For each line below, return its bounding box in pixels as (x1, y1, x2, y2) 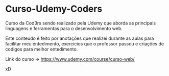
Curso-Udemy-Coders (5, 3, 103, 15)
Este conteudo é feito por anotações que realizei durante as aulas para (5, 35, 154, 41)
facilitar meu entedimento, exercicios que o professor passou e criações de (5, 40, 164, 46)
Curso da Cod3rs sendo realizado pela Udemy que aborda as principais (5, 20, 156, 26)
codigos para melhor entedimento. (5, 46, 78, 52)
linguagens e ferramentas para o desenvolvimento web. (5, 25, 123, 31)
